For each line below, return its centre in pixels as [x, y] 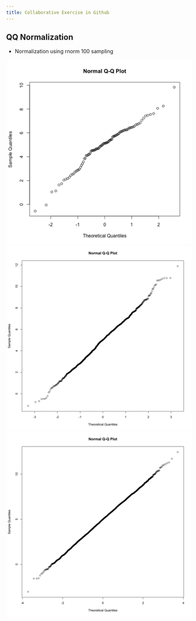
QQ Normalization [40, 38]
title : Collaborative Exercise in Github [58, 12]
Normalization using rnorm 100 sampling [64, 51]
